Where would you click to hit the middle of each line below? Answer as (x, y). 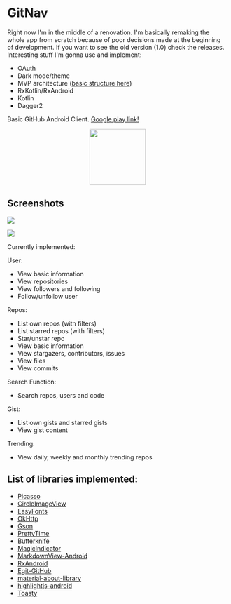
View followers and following (59, 288)
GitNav (28, 13)
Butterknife (34, 541)
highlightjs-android (45, 585)
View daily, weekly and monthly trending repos (85, 457)
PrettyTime (33, 533)
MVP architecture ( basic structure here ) (75, 83)
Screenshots (36, 204)
